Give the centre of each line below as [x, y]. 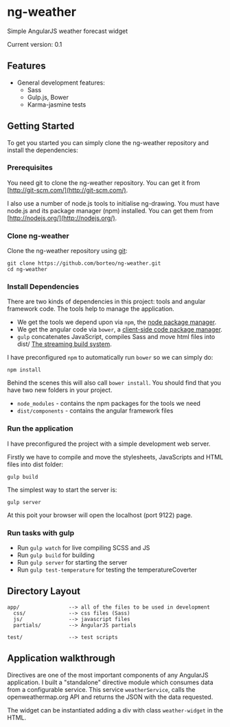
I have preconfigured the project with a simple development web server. [109, 444]
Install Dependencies [43, 287]
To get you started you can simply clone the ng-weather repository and [108, 142]
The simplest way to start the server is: [62, 490]
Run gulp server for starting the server [72, 563]
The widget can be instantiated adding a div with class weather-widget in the [115, 710]
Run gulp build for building [56, 555]
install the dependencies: [43, 150]
